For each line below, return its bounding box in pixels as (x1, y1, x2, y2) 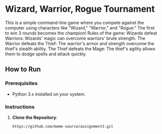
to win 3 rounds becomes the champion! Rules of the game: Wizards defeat (5, 30, 158, 36)
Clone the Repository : (12, 114, 58, 120)
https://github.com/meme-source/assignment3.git (12, 124, 114, 129)
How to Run (5, 65, 41, 74)
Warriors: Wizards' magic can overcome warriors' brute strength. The (5, 35, 145, 41)
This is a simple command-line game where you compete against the (5, 20, 144, 26)
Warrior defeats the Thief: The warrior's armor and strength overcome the (5, 40, 154, 46)
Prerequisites (5, 80, 38, 87)
